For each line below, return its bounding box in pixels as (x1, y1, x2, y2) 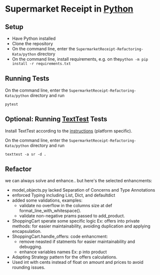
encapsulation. (12, 228, 42, 234)
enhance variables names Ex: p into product (19, 249, 107, 255)
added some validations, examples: (12, 197, 83, 203)
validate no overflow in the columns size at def (19, 203, 113, 209)
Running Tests (5, 74, 49, 83)
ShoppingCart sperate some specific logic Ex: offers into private (12, 218, 140, 224)
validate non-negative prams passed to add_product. (19, 213, 125, 219)
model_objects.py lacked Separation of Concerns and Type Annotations (12, 187, 156, 193)
